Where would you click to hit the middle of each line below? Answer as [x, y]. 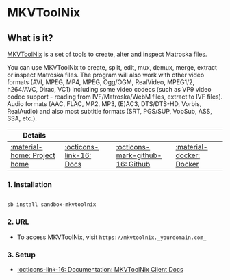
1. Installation [30, 184]
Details [35, 135]
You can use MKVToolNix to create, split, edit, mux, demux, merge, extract [112, 67]
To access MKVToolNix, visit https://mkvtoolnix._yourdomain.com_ [112, 237]
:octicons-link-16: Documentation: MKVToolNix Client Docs [100, 269]
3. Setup [21, 255]
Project [44, 155]
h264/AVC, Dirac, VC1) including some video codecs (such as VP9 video [109, 89]
